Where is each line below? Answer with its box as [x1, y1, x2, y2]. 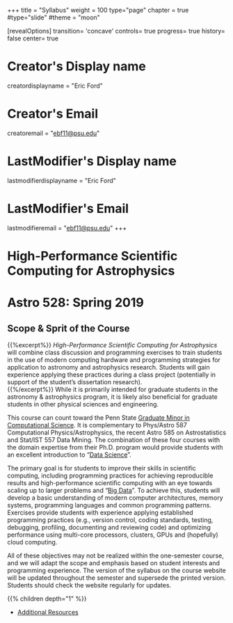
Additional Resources [17, 608, 79, 616]
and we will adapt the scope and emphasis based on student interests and [7, 558, 220, 567]
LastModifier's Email [7, 201, 129, 216]
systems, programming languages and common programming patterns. [7, 500, 212, 509]
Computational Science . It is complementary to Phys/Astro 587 [7, 420, 188, 429]
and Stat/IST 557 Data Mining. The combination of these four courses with [7, 435, 220, 444]
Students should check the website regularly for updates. [7, 581, 172, 589]
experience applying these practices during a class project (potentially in [7, 370, 216, 379]
